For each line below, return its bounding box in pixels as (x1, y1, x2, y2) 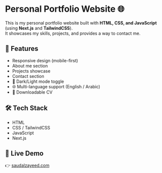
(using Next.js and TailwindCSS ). (5, 25, 73, 31)
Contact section (12, 73, 44, 79)
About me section (12, 63, 48, 69)
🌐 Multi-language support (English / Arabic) (12, 83, 101, 89)
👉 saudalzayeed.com (5, 163, 50, 169)
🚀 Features (5, 45, 39, 53)
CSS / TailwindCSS (12, 124, 50, 130)
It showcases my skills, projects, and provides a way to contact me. (5, 30, 141, 36)
